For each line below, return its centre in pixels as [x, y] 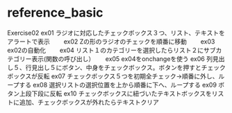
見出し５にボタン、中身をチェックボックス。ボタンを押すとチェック [128, 67]
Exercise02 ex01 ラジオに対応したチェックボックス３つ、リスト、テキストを [116, 33]
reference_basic [55, 13]
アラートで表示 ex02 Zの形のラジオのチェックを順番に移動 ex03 [111, 41]
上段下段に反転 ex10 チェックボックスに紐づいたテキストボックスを [115, 93]
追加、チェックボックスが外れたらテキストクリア [89, 102]
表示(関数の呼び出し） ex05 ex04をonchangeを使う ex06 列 [122, 59]
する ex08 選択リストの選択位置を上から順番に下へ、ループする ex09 [118, 85]
